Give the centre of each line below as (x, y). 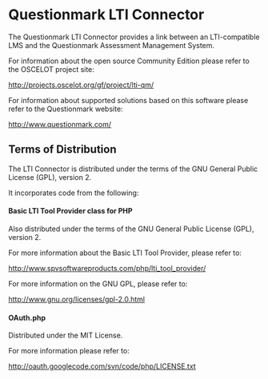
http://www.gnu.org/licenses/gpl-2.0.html (77, 299)
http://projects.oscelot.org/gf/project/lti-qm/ (81, 85)
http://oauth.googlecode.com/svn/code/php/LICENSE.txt (102, 366)
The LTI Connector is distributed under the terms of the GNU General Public (133, 169)
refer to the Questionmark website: (66, 109)
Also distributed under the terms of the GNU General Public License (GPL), (131, 229)
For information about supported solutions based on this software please (128, 100)
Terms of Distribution (62, 150)
